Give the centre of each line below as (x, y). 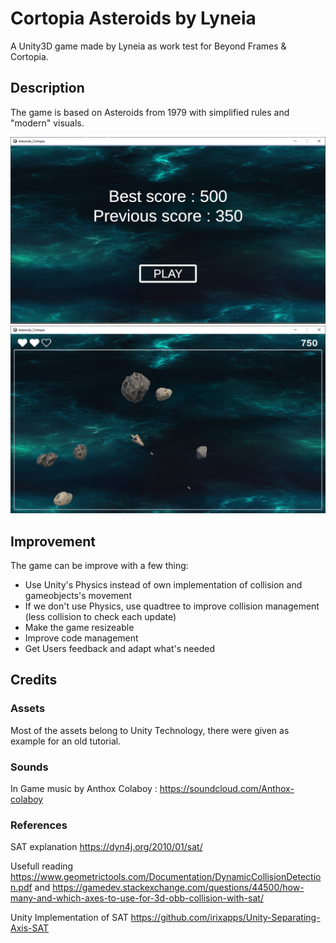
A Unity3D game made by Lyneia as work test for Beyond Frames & (148, 46)
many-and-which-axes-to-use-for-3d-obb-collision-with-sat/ (137, 898)
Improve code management (81, 638)
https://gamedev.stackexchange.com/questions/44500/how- (178, 888)
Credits (34, 680)
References (39, 825)
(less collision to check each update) (100, 617)
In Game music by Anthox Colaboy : (84, 789)
